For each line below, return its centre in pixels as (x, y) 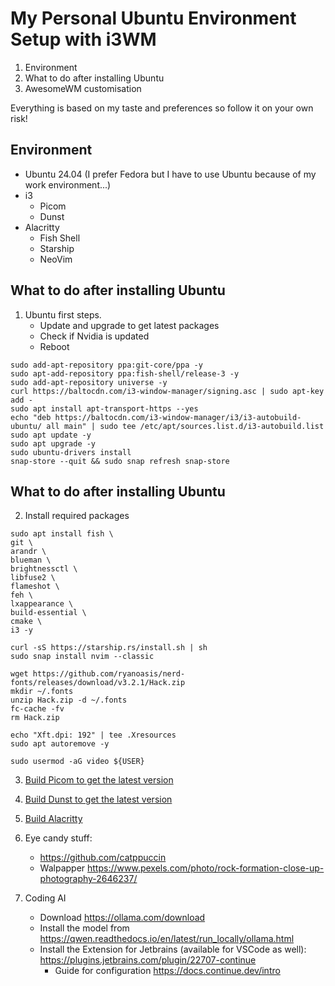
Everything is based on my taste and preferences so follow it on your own (162, 108)
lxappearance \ (42, 604)
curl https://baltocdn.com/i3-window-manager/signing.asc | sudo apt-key (167, 391)
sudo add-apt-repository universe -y (89, 382)
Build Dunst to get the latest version (98, 799)
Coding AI (45, 898)
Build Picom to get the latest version (99, 780)
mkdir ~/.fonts (42, 692)
